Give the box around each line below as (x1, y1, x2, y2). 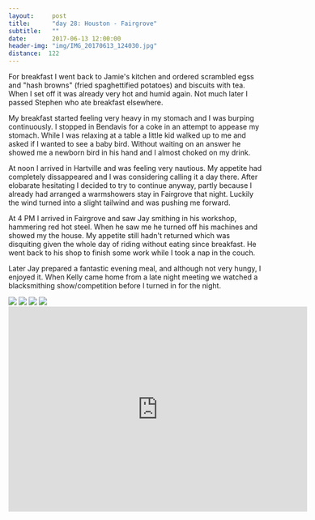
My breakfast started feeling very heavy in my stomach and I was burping (8, 113, 255, 122)
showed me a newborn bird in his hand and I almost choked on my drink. (8, 147, 251, 157)
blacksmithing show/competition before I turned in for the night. (8, 281, 221, 290)
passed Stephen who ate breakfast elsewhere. (8, 98, 164, 107)
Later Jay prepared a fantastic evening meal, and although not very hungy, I (8, 264, 262, 273)
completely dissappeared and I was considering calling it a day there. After (8, 172, 258, 181)
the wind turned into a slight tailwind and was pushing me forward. (8, 198, 231, 207)
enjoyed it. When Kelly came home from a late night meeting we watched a (8, 272, 258, 282)
